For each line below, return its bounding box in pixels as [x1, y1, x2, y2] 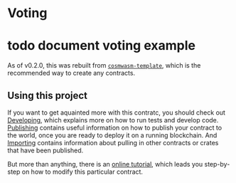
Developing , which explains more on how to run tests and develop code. [7, 115, 219, 124]
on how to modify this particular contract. [21, 167, 144, 176]
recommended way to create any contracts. [7, 69, 136, 78]
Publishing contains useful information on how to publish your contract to [7, 123, 222, 132]
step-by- [204, 160, 230, 168]
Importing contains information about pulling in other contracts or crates [7, 138, 219, 147]
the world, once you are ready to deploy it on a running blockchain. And [7, 130, 218, 140]
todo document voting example [7, 38, 195, 54]
